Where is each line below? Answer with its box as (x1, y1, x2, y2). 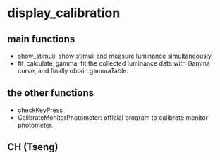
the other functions (7, 87, 94, 99)
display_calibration (7, 5, 121, 21)
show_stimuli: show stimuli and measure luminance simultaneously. (17, 51, 214, 60)
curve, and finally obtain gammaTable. (17, 67, 129, 75)
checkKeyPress (17, 106, 63, 114)
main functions (7, 33, 75, 45)
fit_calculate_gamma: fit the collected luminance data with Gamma (17, 59, 210, 68)
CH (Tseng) (7, 141, 59, 153)
